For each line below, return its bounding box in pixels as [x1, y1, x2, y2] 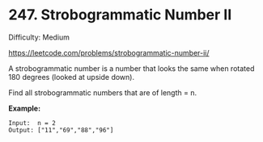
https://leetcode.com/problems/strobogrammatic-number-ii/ [8, 48, 210, 57]
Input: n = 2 [8, 119, 57, 127]
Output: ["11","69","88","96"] [8, 126, 114, 134]
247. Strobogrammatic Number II [8, 6, 232, 24]
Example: [8, 103, 41, 113]
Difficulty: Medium [8, 32, 70, 42]
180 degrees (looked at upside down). [8, 72, 135, 81]
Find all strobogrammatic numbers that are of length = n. [8, 87, 197, 98]
